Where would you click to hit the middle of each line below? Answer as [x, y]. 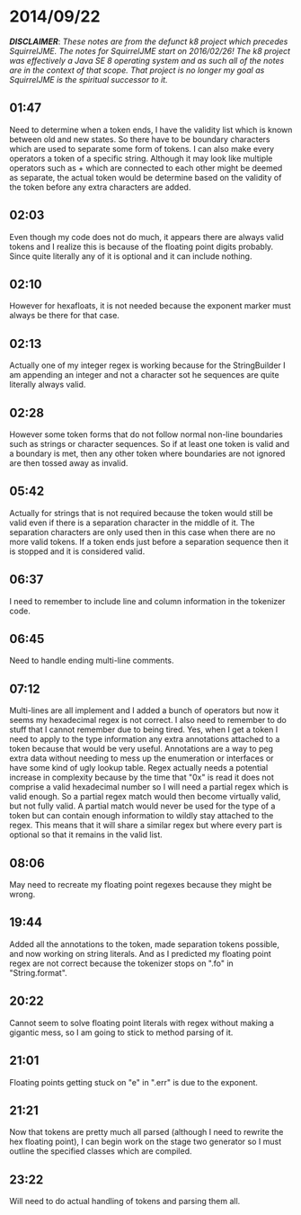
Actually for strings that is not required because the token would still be [142, 513]
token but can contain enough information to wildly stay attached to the [142, 816]
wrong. [22, 894]
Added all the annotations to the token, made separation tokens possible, [145, 944]
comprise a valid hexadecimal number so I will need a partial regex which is [149, 787]
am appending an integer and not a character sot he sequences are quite [145, 375]
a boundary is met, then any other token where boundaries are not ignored [147, 453]
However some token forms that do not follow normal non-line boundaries [146, 434]
